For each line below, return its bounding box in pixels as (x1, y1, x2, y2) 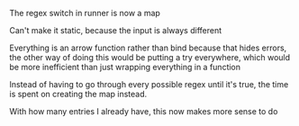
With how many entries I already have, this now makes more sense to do (9, 106, 278, 116)
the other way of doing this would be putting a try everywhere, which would (9, 52, 291, 62)
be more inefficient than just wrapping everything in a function (9, 62, 241, 72)
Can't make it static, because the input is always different (9, 25, 222, 35)
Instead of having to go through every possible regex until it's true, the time (9, 79, 289, 89)
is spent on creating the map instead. (9, 89, 148, 99)
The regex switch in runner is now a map (9, 8, 160, 18)
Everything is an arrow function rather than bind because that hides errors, (9, 42, 287, 53)
